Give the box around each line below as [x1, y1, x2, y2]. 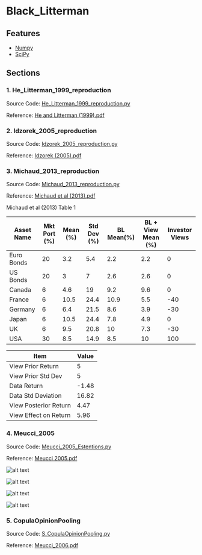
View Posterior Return [9, 401, 71, 410]
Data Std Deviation [9, 392, 62, 400]
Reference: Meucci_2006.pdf [6, 541, 79, 549]
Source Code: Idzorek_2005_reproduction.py [6, 140, 118, 147]
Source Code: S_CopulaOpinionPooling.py [6, 530, 111, 537]
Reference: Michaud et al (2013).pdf [6, 192, 96, 199]
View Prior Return [9, 362, 59, 371]
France [9, 295, 29, 304]
